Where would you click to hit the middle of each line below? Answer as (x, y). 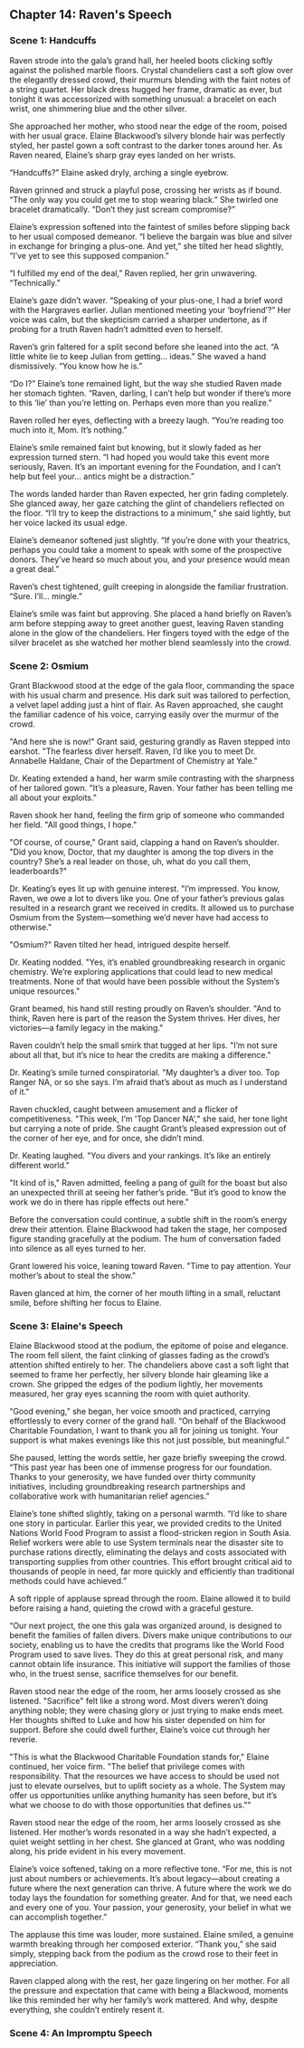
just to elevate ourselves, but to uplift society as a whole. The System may (147, 1786)
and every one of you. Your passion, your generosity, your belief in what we (151, 1908)
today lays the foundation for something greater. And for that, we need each (151, 1898)
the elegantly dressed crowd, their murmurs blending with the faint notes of (150, 80)
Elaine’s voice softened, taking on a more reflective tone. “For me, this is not (151, 1869)
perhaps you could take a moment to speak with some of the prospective (146, 549)
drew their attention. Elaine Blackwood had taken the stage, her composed (148, 1229)
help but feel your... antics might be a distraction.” (102, 476)
